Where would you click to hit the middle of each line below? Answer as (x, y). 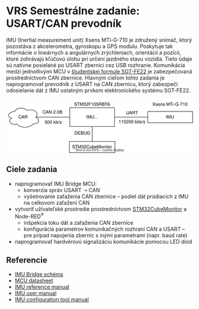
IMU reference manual (42, 287)
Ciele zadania (32, 169)
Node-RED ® (29, 216)
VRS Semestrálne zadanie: (73, 11)
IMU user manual (36, 293)
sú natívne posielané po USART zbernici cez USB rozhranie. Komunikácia (96, 65)
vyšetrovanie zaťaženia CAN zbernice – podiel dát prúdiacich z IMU (106, 196)
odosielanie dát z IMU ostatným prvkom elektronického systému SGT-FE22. (98, 90)
